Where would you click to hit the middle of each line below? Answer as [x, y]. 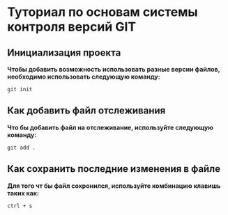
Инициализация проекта [64, 53]
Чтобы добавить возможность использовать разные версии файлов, [114, 69]
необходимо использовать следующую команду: [84, 77]
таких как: [23, 193]
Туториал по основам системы [102, 12]
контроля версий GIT [72, 27]
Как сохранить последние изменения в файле [114, 169]
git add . [22, 148]
